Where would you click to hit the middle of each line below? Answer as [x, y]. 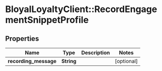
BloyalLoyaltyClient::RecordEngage [81, 9]
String [69, 61]
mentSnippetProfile [47, 20]
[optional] [127, 61]
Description [96, 53]
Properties [22, 39]
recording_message [32, 61]
